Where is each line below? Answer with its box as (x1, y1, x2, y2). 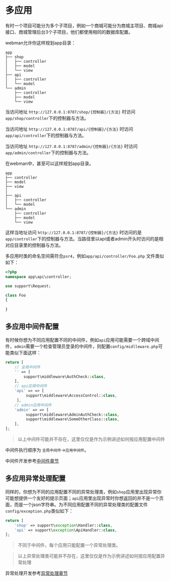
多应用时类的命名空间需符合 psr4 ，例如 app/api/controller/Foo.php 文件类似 (5, 253, 164, 259)
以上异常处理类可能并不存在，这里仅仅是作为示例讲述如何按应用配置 (17, 553, 161, 559)
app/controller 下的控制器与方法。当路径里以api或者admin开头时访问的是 (5, 235, 159, 241)
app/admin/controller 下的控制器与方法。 (5, 149, 92, 156)
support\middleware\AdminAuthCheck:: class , (25, 412, 120, 417)
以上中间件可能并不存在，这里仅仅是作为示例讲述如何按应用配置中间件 (17, 436, 165, 442)
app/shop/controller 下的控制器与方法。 (5, 115, 89, 121)
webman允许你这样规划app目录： (5, 39, 76, 46)
